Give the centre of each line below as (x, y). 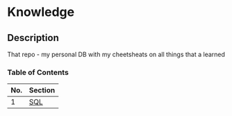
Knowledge (41, 12)
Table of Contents (38, 72)
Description (33, 38)
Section (42, 90)
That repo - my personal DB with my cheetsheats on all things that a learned (116, 54)
